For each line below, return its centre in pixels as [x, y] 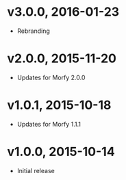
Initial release [36, 170]
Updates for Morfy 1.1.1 [49, 124]
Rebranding [33, 31]
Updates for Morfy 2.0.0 [51, 77]
